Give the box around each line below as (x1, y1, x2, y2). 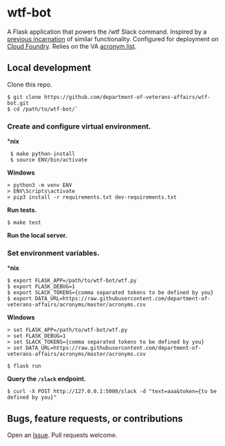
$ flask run (7, 363, 41, 370)
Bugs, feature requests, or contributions (7, 412, 184, 424)
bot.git (7, 100, 30, 107)
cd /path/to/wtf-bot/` (13, 105, 78, 113)
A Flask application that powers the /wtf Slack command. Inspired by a (7, 27, 207, 36)
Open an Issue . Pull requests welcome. (7, 431, 118, 439)
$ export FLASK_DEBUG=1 (7, 283, 76, 290)
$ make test (7, 219, 41, 226)
